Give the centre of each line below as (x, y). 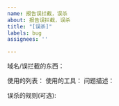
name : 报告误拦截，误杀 (38, 14)
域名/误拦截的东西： (36, 66)
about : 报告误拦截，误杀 (39, 20)
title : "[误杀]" (30, 26)
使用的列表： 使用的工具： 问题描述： (61, 81)
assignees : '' (28, 39)
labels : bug (24, 33)
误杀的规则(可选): (32, 96)
